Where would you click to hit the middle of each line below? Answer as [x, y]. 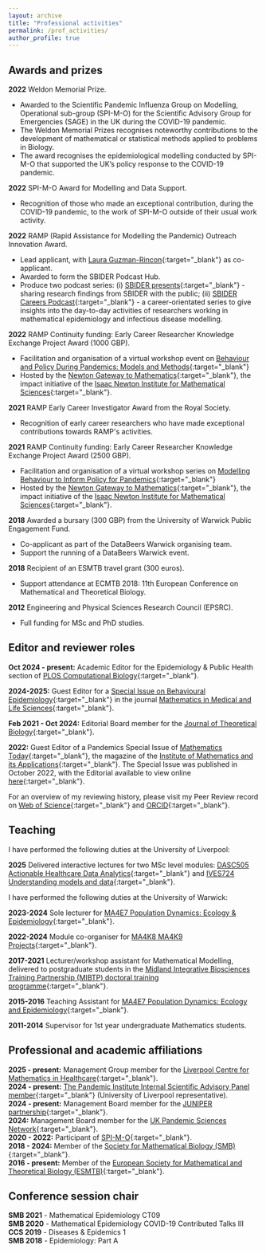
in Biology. [37, 147]
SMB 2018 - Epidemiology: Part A [63, 1241]
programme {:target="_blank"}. [59, 986]
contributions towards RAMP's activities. [86, 432]
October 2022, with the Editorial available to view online [100, 772]
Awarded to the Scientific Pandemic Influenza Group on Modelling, [129, 105]
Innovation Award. [38, 245]
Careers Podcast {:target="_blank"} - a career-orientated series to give [135, 302]
